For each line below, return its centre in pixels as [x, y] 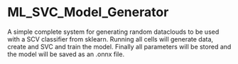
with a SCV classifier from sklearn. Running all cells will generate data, [110, 39]
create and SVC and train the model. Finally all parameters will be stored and [119, 46]
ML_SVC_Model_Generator [88, 12]
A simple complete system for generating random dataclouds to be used [113, 32]
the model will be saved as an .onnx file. [66, 54]
